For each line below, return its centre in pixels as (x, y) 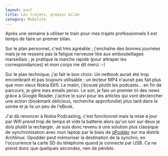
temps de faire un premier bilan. (38, 39)
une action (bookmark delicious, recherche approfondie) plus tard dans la (81, 101)
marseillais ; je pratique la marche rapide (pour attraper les (66, 59)
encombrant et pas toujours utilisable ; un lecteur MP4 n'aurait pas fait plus (83, 80)
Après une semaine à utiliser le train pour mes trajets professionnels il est (81, 34)
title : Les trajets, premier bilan (43, 15)
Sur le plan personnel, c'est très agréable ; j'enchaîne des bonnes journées (83, 49)
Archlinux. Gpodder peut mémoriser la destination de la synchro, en (75, 138)
